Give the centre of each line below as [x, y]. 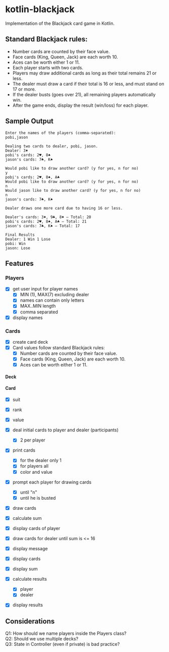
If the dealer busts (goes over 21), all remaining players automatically [84, 94]
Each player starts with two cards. [48, 67]
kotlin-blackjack [40, 9]
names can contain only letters [52, 300]
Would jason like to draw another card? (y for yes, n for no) [73, 190]
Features [19, 263]
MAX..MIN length [38, 306]
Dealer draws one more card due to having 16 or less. [64, 208]
